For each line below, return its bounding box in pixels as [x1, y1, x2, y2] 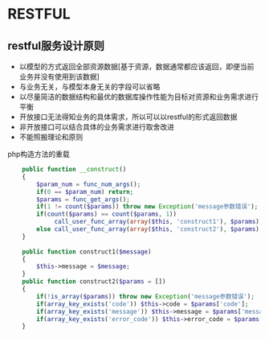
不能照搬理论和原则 [18, 132, 84, 142]
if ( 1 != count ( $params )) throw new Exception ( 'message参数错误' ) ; [36, 203, 259, 211]
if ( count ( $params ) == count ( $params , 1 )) [36, 210, 177, 218]
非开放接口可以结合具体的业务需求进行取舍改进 [18, 122, 174, 131]
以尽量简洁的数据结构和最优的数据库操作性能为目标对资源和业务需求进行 [18, 92, 259, 101]
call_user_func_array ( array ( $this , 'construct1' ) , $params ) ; [54, 218, 263, 226]
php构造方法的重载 [7, 150, 70, 159]
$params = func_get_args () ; [36, 195, 130, 204]
